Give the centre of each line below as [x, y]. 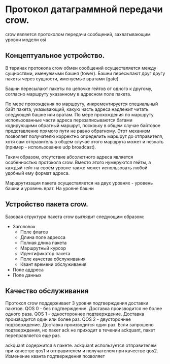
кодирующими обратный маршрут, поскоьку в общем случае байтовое [83, 125]
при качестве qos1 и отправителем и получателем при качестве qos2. [82, 351]
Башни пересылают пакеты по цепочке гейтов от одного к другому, [79, 88]
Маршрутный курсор [43, 248]
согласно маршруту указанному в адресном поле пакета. [68, 94]
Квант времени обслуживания [53, 264]
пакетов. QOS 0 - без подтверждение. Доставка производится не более [84, 309]
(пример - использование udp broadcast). [51, 147]
